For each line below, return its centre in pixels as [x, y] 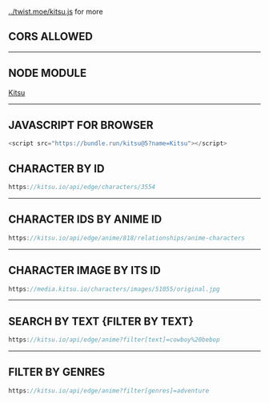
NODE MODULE [47, 73]
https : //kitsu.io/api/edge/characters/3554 [82, 187]
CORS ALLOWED [51, 36]
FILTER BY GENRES [57, 372]
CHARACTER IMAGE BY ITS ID [85, 270]
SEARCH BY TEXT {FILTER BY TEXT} [101, 321]
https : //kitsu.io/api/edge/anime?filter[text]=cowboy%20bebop [114, 340]
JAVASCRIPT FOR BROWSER [81, 125]
